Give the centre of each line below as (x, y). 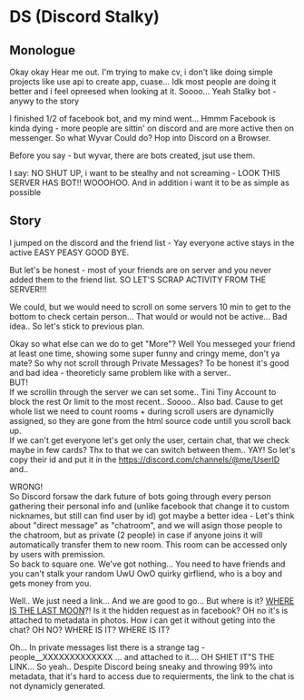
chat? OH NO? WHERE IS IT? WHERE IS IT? (90, 629)
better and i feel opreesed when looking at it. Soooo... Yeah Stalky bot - (143, 91)
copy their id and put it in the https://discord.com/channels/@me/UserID (145, 459)
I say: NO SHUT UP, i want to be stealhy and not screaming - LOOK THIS (145, 173)
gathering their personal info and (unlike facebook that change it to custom (149, 506)
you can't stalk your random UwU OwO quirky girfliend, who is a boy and (146, 573)
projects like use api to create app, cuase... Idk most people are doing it (143, 82)
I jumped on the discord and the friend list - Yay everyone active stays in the (152, 242)
